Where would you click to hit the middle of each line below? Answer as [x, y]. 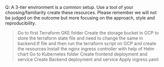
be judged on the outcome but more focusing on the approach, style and [80, 18]
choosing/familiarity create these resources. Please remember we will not [81, 12]
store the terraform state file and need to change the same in [80, 38]
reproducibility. [21, 23]
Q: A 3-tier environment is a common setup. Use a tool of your [69, 7]
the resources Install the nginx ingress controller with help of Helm [86, 49]
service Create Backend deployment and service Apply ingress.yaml [88, 59]
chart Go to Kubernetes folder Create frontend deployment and [82, 54]
